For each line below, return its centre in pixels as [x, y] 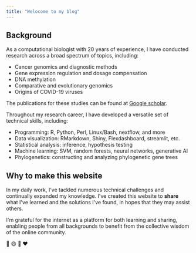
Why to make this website [54, 176]
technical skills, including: [37, 121]
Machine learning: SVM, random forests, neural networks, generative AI [101, 151]
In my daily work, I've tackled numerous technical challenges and [85, 190]
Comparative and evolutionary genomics [64, 86]
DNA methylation [35, 79]
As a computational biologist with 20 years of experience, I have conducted [97, 49]
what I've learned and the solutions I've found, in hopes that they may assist [98, 203]
